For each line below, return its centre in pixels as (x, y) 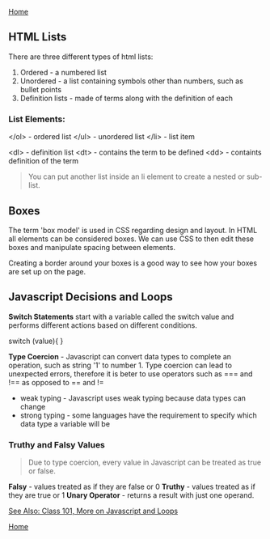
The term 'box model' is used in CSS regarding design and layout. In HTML (133, 230)
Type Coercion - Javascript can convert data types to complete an (120, 356)
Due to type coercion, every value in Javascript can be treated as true (144, 463)
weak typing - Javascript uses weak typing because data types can (133, 398)
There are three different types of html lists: (81, 57)
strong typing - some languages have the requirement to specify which (138, 415)
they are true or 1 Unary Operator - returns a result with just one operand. (131, 495)
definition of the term (44, 161)
